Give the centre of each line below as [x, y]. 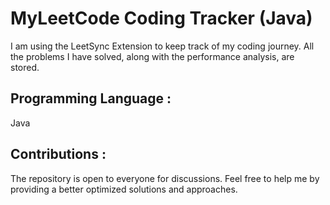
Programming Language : [91, 98]
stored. [25, 67]
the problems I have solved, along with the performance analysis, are [152, 56]
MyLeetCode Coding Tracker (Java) [161, 18]
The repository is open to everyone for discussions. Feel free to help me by [165, 178]
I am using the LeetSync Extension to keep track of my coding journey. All [162, 46]
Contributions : [58, 154]
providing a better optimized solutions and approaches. [124, 189]
